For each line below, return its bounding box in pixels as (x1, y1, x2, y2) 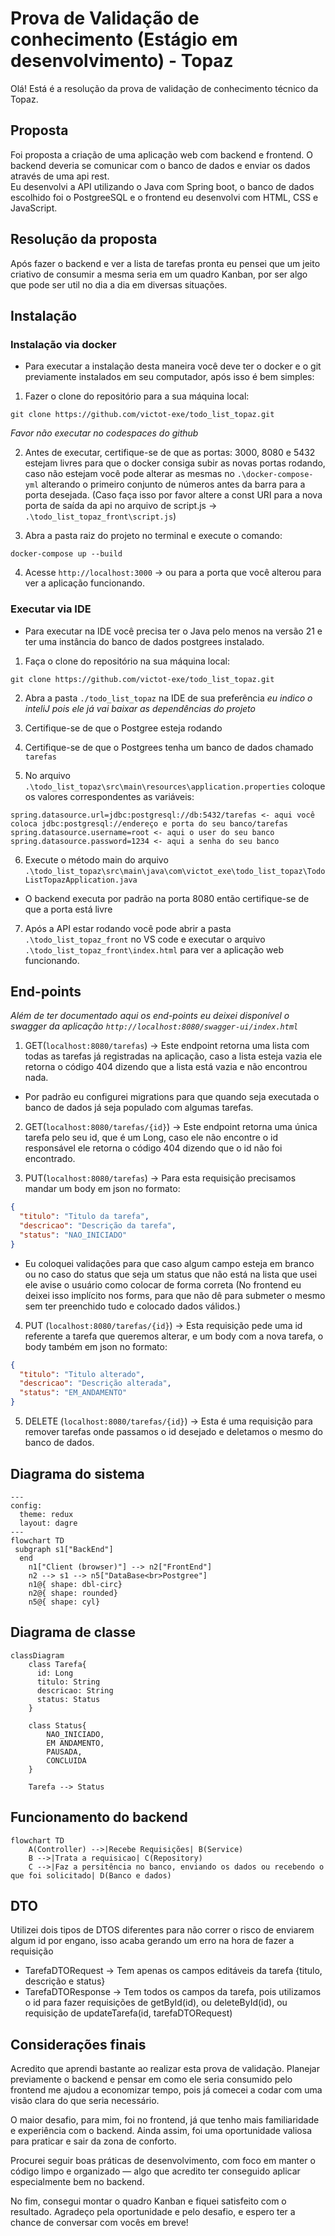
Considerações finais (10, 2036, 147, 2053)
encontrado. (24, 1153, 76, 1165)
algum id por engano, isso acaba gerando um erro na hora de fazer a (10, 1935, 295, 1947)
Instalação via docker (10, 337, 117, 351)
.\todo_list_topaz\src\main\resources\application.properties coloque (24, 780, 326, 792)
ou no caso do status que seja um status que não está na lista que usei (24, 1268, 318, 1280)
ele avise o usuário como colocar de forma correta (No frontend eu (24, 1278, 302, 1291)
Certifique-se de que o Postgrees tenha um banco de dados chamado (24, 741, 314, 753)
